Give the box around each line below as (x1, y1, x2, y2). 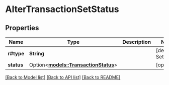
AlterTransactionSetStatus (5, 4, 119, 15)
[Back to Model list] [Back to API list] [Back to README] (5, 74, 121, 80)
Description (122, 39, 151, 45)
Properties (5, 24, 39, 32)
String (29, 50, 44, 57)
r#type (8, 50, 25, 57)
